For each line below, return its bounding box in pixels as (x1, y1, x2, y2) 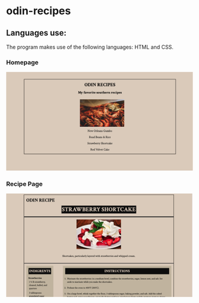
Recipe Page (6, 180, 43, 188)
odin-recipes (6, 4, 71, 18)
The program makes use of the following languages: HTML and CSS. (6, 43, 174, 50)
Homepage (6, 58, 38, 66)
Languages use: (6, 28, 67, 38)
